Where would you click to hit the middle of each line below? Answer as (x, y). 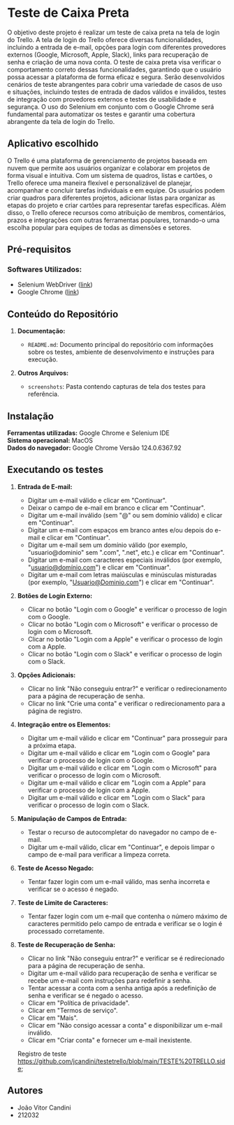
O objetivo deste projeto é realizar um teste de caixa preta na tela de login (114, 32)
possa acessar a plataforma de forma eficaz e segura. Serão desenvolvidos (116, 77)
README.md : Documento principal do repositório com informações (120, 345)
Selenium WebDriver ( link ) (55, 284)
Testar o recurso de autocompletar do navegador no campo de (118, 832)
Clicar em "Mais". (53, 1018)
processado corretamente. (66, 931)
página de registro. (55, 711)
